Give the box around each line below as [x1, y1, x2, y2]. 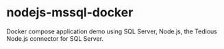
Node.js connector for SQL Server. [6, 34, 104, 42]
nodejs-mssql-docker [6, 5, 134, 20]
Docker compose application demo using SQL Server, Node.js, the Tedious [6, 27, 217, 35]
